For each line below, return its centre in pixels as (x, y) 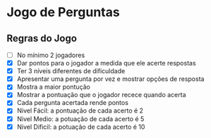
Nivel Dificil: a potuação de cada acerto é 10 (81, 127)
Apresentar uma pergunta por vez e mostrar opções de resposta (110, 79)
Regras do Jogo (42, 38)
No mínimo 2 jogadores (51, 55)
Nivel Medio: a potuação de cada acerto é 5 (80, 119)
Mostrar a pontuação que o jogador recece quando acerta (101, 95)
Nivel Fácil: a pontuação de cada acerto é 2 (80, 111)
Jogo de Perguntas (64, 12)
